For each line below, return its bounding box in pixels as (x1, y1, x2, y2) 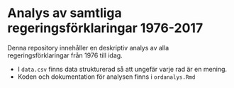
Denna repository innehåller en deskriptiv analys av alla (7, 43, 169, 52)
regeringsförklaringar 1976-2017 (7, 20, 204, 36)
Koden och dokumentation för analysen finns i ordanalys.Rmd (17, 72, 196, 81)
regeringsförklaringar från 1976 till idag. (7, 51, 123, 60)
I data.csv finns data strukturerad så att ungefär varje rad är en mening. (17, 65, 228, 73)
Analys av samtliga (7, 5, 122, 21)
